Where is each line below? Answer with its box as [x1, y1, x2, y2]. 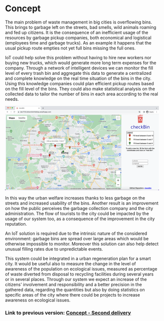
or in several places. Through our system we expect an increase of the [5, 276, 147, 282]
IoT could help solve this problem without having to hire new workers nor [5, 54, 151, 60]
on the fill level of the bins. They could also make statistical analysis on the [5, 86, 155, 92]
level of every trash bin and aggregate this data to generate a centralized [5, 70, 152, 76]
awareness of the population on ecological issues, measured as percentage [5, 266, 158, 272]
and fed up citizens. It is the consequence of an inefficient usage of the [5, 29, 149, 35]
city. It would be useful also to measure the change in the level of [5, 260, 136, 267]
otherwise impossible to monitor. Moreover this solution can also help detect [5, 241, 159, 247]
